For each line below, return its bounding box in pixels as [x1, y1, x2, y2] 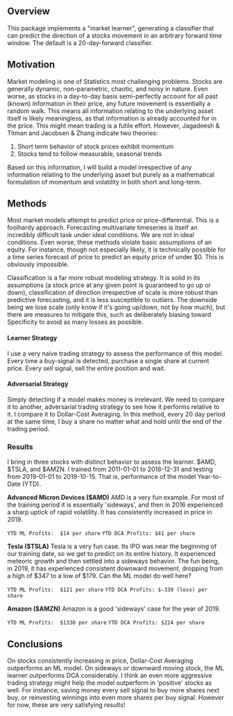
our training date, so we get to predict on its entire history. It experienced [7, 550, 216, 558]
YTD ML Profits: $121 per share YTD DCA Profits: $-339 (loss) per [7, 586, 208, 593]
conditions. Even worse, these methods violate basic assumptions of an [7, 238, 212, 247]
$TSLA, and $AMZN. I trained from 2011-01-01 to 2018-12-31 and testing [7, 465, 214, 473]
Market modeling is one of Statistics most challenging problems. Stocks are [7, 77, 223, 85]
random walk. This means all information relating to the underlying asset [7, 107, 214, 115]
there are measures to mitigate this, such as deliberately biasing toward [7, 311, 212, 319]
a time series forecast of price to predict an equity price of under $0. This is [7, 253, 224, 261]
